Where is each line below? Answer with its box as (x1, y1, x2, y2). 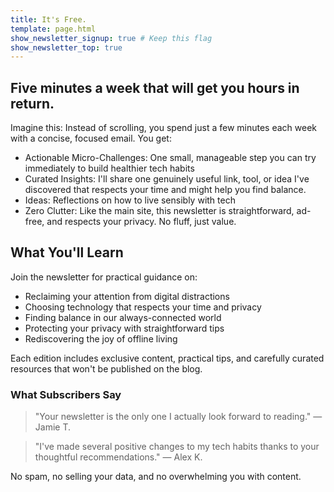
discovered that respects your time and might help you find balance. (24, 184, 307, 196)
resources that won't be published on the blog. (10, 362, 203, 375)
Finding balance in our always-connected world (24, 311, 222, 323)
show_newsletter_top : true (10, 42, 123, 53)
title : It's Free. (10, 14, 87, 25)
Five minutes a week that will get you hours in (10, 79, 300, 96)
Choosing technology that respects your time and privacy (24, 301, 262, 313)
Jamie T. (34, 421, 72, 433)
